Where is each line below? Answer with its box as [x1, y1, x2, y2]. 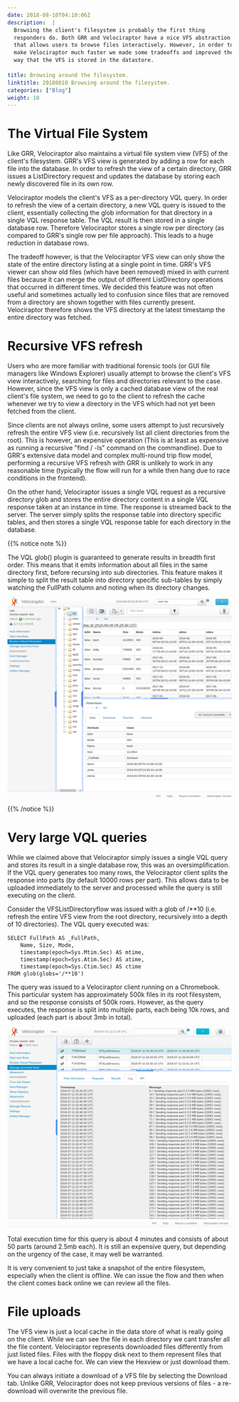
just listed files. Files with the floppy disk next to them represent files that [7, 1350, 222, 1359]
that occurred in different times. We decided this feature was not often [7, 283, 213, 291]
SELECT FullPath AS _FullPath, [7, 934, 100, 942]
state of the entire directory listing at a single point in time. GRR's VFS [7, 260, 212, 269]
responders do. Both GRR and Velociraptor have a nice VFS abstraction [14, 34, 231, 41]
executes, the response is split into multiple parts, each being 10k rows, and [7, 1005, 230, 1014]
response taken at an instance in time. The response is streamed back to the [7, 503, 232, 512]
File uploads [7, 1304, 81, 1319]
